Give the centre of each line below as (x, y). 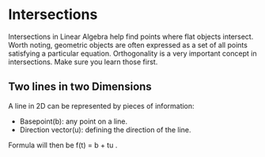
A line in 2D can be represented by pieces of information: (102, 105)
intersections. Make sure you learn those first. (83, 62)
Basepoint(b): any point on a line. (74, 121)
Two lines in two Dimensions (80, 87)
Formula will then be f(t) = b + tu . (63, 145)
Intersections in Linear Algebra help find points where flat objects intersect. (131, 36)
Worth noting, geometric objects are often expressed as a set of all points (128, 44)
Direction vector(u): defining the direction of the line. (105, 129)
